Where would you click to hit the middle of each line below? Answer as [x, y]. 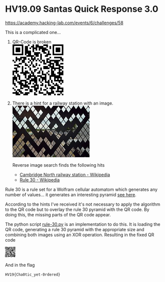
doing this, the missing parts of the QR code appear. [58, 214]
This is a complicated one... [33, 32]
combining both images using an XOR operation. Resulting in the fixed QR [80, 235]
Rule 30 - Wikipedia [40, 180]
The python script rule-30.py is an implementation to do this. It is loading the [83, 224]
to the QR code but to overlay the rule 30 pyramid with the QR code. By [77, 209]
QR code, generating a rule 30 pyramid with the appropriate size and [75, 229]
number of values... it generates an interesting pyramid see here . [71, 194]
